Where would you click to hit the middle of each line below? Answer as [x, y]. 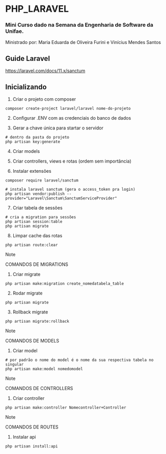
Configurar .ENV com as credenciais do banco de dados [72, 118]
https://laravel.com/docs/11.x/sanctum [45, 71]
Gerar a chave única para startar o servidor [58, 128]
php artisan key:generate [33, 142]
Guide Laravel [27, 59]
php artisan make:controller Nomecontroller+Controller [66, 408]
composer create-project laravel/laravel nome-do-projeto [68, 109]
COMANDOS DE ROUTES [32, 427]
